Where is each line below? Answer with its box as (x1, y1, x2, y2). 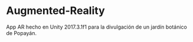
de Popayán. (6, 29, 37, 36)
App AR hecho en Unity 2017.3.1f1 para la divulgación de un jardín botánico (6, 23, 187, 30)
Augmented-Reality (6, 4, 105, 17)
